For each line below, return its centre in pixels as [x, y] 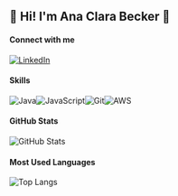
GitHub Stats [34, 121]
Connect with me [42, 39]
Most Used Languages [52, 162]
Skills [20, 80]
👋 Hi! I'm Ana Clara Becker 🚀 [90, 17]
